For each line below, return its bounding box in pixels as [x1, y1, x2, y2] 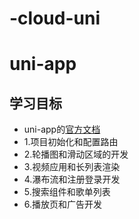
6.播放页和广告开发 [23, 198, 103, 211]
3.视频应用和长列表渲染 [23, 161, 121, 173]
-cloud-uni [9, 7, 101, 30]
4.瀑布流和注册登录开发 [23, 173, 121, 186]
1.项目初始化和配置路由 [23, 136, 119, 148]
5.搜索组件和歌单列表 [23, 186, 111, 198]
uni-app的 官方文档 [23, 123, 101, 136]
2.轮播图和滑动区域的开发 [23, 148, 129, 161]
